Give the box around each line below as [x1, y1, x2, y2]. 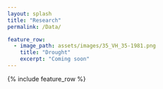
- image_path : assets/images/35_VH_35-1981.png [13, 43, 157, 50]
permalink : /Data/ [7, 23, 61, 30]
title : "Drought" [20, 49, 71, 56]
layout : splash [7, 10, 52, 18]
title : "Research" [7, 17, 61, 24]
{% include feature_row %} [7, 74, 86, 83]
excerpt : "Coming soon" [20, 55, 90, 63]
